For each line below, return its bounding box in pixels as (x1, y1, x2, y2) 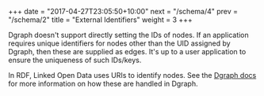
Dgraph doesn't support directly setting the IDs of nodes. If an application (8, 31, 250, 39)
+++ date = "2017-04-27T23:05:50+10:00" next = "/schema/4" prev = (8, 7, 239, 16)
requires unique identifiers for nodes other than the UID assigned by (8, 39, 231, 48)
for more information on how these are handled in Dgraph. (8, 79, 198, 88)
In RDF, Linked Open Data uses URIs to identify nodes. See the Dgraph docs (8, 71, 257, 79)
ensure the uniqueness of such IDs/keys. (8, 55, 142, 65)
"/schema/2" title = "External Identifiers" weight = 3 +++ (8, 15, 193, 24)
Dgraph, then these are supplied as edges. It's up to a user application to (8, 47, 247, 56)
